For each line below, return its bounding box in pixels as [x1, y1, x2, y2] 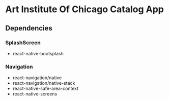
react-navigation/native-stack [12, 80, 75, 86]
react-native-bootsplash [12, 50, 64, 56]
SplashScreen [5, 39, 41, 46]
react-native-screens [12, 91, 58, 97]
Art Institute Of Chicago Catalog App [5, 4, 164, 15]
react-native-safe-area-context [12, 85, 79, 92]
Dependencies [5, 24, 52, 32]
